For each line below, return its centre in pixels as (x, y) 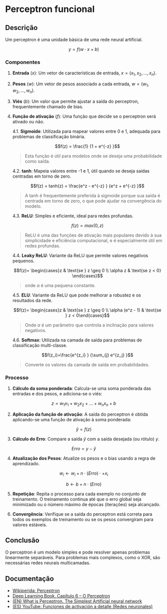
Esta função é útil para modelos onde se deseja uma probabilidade (93, 156)
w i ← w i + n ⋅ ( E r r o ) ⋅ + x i (84, 474)
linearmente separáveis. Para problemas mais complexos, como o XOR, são (83, 558)
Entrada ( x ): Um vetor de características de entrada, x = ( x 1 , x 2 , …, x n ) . (84, 74)
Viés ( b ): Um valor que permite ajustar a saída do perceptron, (76, 101)
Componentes (23, 62)
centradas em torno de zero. (42, 176)
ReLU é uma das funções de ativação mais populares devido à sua (93, 235)
